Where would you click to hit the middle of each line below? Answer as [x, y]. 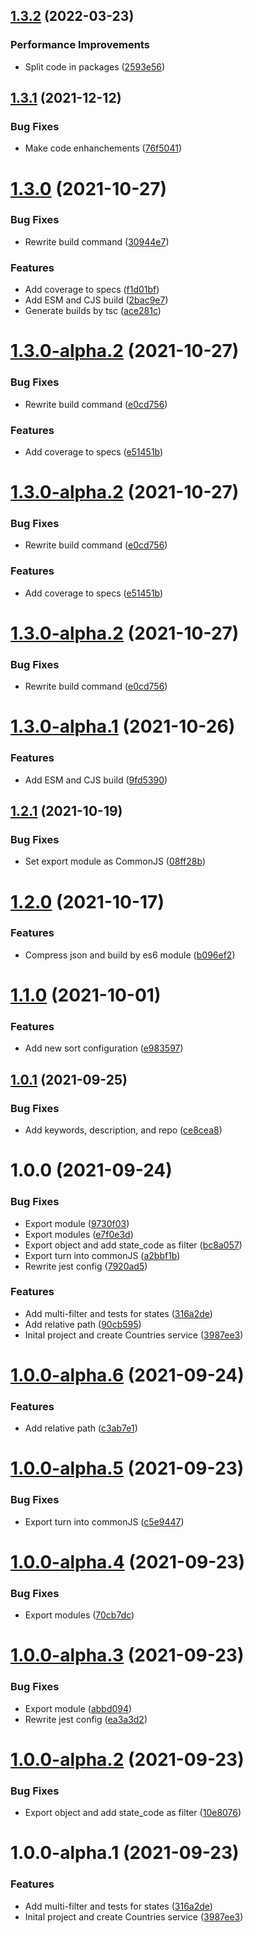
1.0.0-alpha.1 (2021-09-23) [125, 1853]
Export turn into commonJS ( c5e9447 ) [104, 1521]
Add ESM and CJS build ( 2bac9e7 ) [96, 300]
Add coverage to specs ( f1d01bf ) [92, 290]
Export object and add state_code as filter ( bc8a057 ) [133, 1245]
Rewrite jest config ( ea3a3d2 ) [86, 1719]
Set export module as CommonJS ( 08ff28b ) [115, 861]
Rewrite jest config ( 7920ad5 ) [86, 1266]
